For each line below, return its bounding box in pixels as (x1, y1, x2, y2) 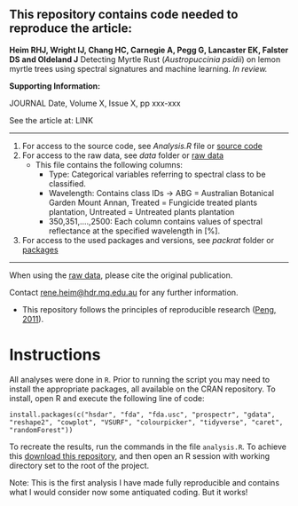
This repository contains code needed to (9, 7, 239, 22)
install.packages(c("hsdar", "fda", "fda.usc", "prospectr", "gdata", (9, 410, 276, 419)
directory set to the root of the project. (9, 460, 150, 470)
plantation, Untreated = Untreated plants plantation (48, 206, 235, 217)
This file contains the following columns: (35, 159, 184, 170)
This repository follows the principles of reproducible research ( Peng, (21, 304, 277, 314)
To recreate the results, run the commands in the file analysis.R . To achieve (9, 441, 286, 452)
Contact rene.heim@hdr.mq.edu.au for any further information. (9, 287, 239, 297)
